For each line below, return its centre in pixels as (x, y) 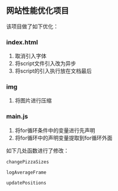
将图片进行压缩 (33, 101)
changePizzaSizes (28, 162)
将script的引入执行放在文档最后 (53, 71)
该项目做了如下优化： (32, 26)
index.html (22, 42)
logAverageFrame (26, 172)
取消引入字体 (30, 56)
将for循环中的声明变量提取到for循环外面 (63, 138)
